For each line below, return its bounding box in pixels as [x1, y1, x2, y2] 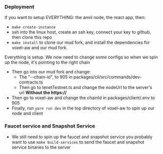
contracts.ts [19, 79, 43, 85]
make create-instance [11, 25, 56, 30]
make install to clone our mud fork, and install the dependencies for [11, 40, 150, 45]
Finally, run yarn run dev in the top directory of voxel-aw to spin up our [11, 105, 155, 111]
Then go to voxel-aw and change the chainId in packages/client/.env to [11, 95, 155, 101]
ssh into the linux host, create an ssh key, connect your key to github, [11, 29, 151, 35]
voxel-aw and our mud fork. [11, 45, 68, 51]
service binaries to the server [11, 144, 71, 150]
